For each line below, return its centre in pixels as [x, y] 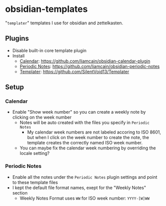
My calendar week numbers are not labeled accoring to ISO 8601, [94, 132]
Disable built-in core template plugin [49, 50]
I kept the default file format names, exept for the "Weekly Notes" [79, 188]
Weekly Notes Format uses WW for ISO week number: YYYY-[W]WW [84, 198]
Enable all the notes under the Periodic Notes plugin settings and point [85, 177]
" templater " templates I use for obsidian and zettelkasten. [64, 23]
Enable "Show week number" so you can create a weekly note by [79, 112]
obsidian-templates [47, 9]
